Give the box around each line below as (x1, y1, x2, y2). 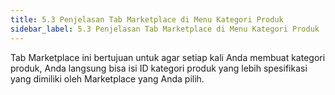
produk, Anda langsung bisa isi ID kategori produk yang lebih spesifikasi (10, 62, 308, 74)
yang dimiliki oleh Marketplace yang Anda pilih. (10, 72, 205, 85)
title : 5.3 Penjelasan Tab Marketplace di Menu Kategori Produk (10, 14, 284, 25)
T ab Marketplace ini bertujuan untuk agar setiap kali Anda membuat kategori (10, 51, 326, 63)
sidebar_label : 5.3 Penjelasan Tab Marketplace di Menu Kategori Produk (10, 24, 320, 34)
